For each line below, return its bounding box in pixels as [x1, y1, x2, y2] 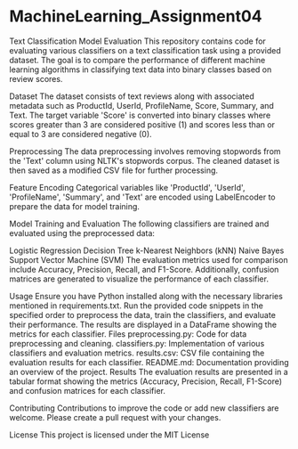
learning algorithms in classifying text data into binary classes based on [9, 64, 272, 75]
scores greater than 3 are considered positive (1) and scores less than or [9, 118, 276, 130]
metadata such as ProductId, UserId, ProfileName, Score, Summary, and [9, 100, 274, 110]
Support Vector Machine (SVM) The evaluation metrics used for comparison [9, 254, 288, 265]
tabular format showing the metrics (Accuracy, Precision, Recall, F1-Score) [9, 376, 283, 387]
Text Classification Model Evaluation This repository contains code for [9, 36, 267, 46]
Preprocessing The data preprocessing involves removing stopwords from [9, 145, 282, 157]
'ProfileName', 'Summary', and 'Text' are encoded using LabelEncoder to [9, 192, 276, 202]
